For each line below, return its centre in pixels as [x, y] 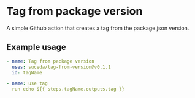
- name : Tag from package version [51, 61]
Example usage [36, 47]
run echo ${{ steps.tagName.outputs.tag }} [68, 89]
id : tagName [27, 72]
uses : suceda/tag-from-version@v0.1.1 [62, 67]
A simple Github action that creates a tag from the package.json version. [98, 28]
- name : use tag [27, 83]
